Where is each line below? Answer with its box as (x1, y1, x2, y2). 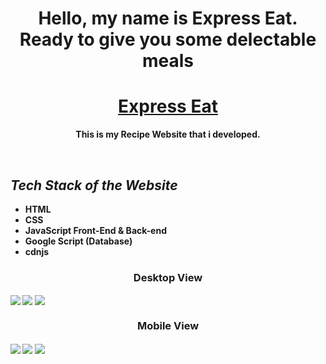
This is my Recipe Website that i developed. (75, 128, 261, 141)
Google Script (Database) (24, 235, 133, 247)
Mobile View (136, 319, 200, 333)
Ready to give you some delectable (19, 28, 317, 51)
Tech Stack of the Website (10, 177, 178, 194)
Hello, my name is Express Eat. (38, 7, 298, 30)
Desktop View (133, 270, 203, 284)
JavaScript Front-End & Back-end (24, 224, 167, 236)
